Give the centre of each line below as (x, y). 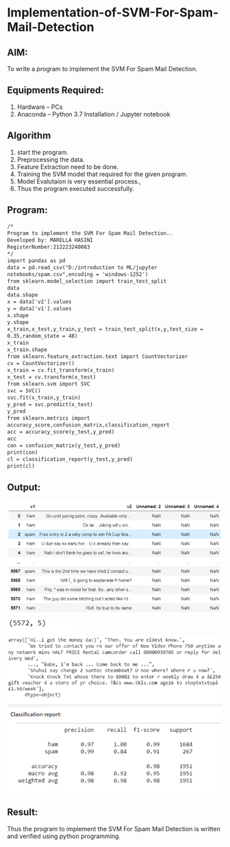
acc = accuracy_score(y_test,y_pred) (61, 432)
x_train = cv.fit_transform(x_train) (61, 370)
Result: (23, 812)
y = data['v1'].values (39, 309)
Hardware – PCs (40, 107)
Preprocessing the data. (51, 160)
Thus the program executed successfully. (76, 188)
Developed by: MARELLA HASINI (50, 240)
